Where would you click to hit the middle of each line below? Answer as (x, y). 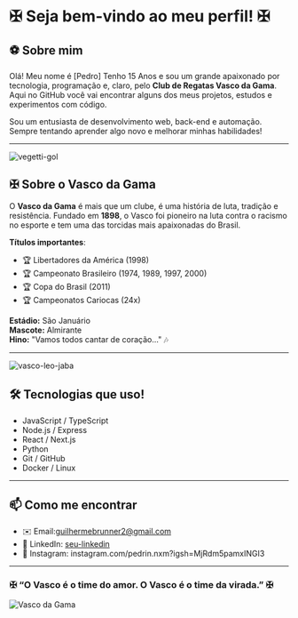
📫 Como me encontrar (73, 506)
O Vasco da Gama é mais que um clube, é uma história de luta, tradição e (144, 205)
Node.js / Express (54, 429)
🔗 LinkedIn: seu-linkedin (66, 544)
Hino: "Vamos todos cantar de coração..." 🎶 (89, 339)
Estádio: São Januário (50, 320)
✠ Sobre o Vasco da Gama (83, 185)
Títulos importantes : (47, 242)
